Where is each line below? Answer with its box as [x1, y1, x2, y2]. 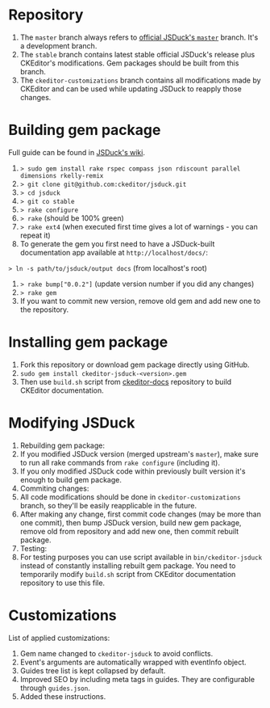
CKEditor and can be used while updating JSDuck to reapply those [19, 83, 242, 94]
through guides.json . [19, 683, 90, 693]
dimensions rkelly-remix [19, 171, 104, 179]
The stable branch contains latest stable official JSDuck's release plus [19, 49, 255, 59]
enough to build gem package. [19, 474, 123, 484]
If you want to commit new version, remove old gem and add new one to [19, 296, 260, 306]
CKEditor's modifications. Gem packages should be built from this [19, 58, 239, 68]
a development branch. [19, 40, 98, 50]
